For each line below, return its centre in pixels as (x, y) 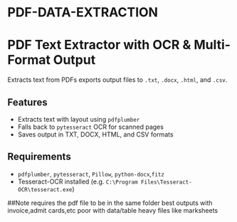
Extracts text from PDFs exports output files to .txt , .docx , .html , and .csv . (117, 80)
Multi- (212, 45)
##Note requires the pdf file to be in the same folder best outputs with (110, 203)
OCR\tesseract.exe (45, 189)
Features (27, 102)
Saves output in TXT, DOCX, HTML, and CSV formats (95, 134)
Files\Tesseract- (167, 182)
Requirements (39, 157)
